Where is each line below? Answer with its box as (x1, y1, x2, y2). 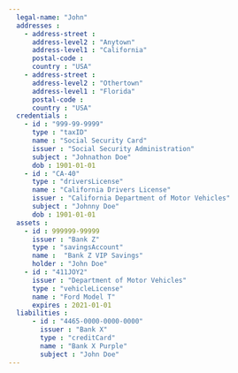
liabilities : (16, 308, 68, 318)
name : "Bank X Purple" (40, 341, 127, 350)
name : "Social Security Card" (31, 136, 148, 145)
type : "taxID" (31, 128, 88, 137)
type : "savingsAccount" (31, 243, 124, 252)
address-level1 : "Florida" (31, 87, 136, 95)
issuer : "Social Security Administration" (31, 144, 196, 153)
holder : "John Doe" (31, 260, 108, 269)
